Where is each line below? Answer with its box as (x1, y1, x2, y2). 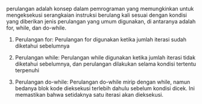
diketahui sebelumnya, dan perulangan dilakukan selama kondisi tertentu (14, 60, 197, 67)
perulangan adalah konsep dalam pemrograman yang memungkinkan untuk (6, 5, 194, 12)
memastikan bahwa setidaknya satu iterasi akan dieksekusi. (14, 91, 164, 98)
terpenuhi (14, 67, 39, 74)
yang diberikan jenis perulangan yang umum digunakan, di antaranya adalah (6, 18, 196, 25)
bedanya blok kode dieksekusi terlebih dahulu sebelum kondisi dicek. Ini (14, 85, 195, 92)
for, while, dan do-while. (6, 24, 66, 31)
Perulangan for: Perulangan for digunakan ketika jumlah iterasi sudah (14, 36, 187, 43)
